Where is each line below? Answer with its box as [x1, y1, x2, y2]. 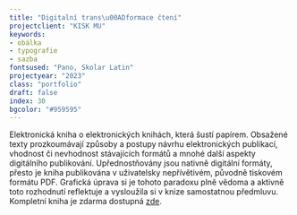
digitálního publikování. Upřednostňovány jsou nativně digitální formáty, [9, 158, 273, 168]
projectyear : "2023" [9, 72, 87, 81]
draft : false [9, 88, 58, 97]
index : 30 [9, 96, 47, 106]
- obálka [9, 38, 42, 47]
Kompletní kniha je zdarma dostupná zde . [9, 196, 163, 207]
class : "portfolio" [9, 80, 82, 89]
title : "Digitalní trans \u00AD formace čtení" [9, 13, 182, 22]
